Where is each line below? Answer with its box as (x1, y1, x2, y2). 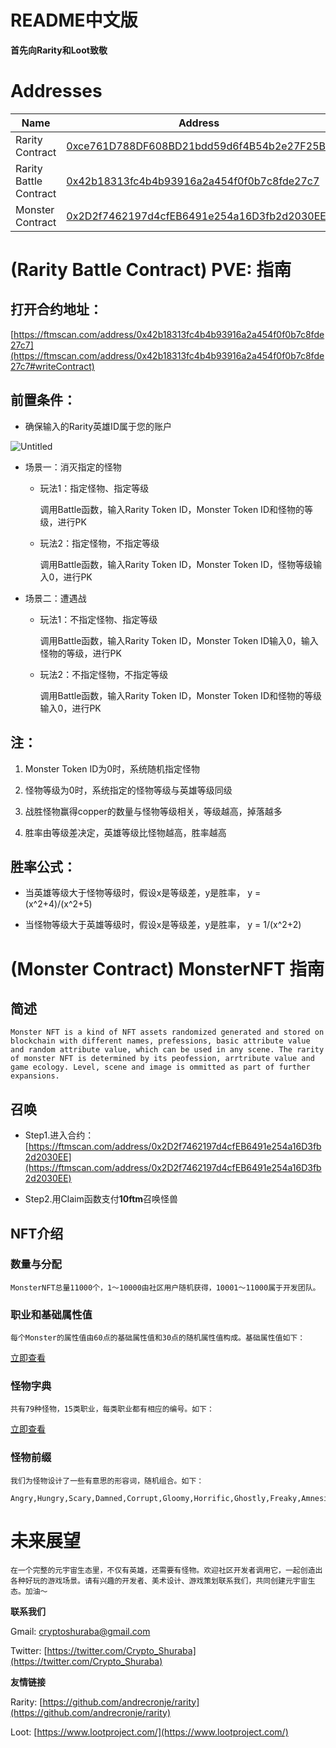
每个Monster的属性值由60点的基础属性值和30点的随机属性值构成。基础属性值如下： (10, 1333, 306, 1343)
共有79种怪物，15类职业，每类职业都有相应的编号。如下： (10, 1404, 215, 1415)
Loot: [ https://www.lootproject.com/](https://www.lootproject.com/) (10, 1726, 289, 1738)
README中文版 (10, 9, 138, 32)
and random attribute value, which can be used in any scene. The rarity (10, 1045, 325, 1055)
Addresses (10, 80, 103, 103)
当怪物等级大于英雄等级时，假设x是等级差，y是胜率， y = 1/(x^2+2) (24, 919, 302, 931)
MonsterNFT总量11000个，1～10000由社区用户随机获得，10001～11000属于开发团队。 (10, 1282, 321, 1293)
